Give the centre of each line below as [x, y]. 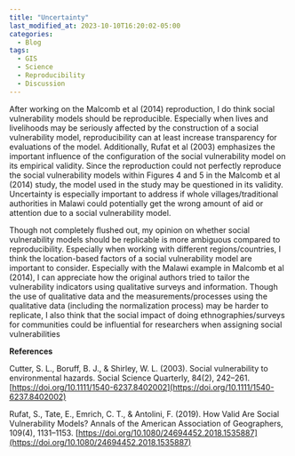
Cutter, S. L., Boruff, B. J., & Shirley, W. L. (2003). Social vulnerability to [139, 368]
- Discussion [41, 84]
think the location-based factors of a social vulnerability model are [131, 258]
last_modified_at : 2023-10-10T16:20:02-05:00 [95, 26]
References [31, 351]
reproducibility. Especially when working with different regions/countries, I [145, 249]
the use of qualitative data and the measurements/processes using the [139, 296]
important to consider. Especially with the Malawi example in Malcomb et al [147, 268]
